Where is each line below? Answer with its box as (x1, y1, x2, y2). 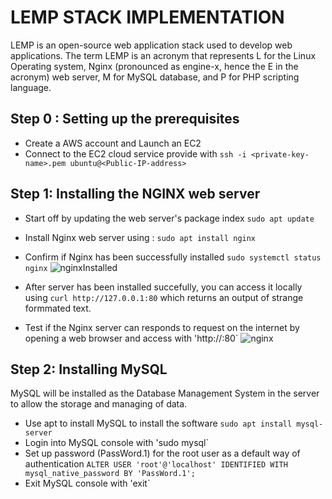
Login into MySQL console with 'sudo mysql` (24, 437, 210, 449)
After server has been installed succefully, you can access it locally (24, 281, 303, 293)
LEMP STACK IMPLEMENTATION (10, 6, 285, 29)
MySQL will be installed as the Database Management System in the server (10, 387, 320, 400)
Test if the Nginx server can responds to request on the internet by (24, 321, 300, 333)
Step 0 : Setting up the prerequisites (10, 111, 240, 128)
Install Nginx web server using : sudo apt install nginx (24, 231, 257, 243)
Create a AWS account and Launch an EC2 (24, 137, 202, 149)
